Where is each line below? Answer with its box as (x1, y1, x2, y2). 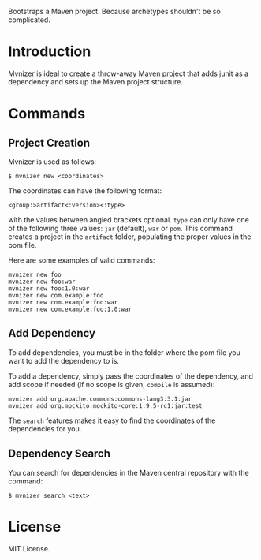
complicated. (8, 15, 51, 24)
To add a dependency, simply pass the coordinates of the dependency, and (8, 371, 254, 381)
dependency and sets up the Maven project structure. (8, 77, 183, 86)
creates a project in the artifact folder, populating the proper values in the (8, 232, 252, 241)
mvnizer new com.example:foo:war (8, 298, 118, 306)
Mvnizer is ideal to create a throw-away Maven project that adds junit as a (8, 69, 249, 78)
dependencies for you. (8, 424, 82, 433)
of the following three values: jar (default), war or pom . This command (8, 223, 233, 233)
